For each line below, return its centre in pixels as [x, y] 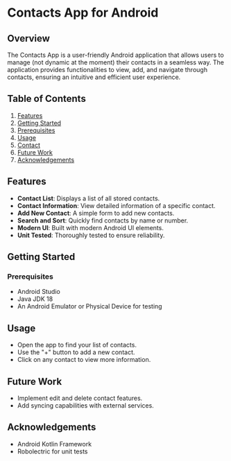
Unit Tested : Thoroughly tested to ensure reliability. [91, 235]
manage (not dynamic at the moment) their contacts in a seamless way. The [115, 62]
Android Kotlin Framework [54, 444]
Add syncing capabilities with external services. [85, 405]
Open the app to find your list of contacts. [77, 345]
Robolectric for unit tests [52, 451]
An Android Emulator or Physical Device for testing [89, 306]
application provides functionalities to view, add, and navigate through [108, 70]
